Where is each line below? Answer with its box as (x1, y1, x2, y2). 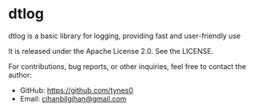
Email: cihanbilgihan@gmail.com (19, 94, 127, 103)
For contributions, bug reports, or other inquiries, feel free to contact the (8, 61, 246, 71)
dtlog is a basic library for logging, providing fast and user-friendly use (8, 31, 241, 40)
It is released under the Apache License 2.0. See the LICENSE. (8, 46, 214, 55)
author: (8, 70, 32, 79)
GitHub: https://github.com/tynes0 (19, 85, 133, 95)
